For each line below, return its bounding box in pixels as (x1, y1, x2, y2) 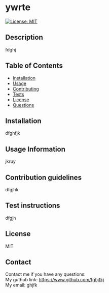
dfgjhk (5, 187, 19, 192)
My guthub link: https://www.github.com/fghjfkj (5, 277, 104, 283)
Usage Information (5, 144, 66, 154)
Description (5, 33, 43, 42)
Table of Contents (5, 62, 63, 70)
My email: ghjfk (5, 282, 38, 288)
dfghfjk (5, 130, 20, 136)
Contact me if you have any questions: (5, 271, 86, 277)
